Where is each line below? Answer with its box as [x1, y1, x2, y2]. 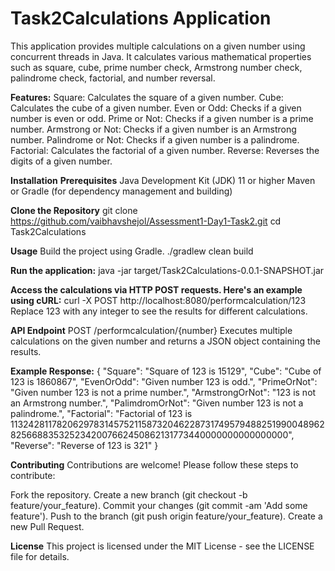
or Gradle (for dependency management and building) [10, 185, 233, 197]
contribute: [10, 469, 56, 481]
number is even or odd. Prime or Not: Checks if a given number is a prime [10, 112, 314, 124]
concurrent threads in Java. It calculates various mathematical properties [10, 50, 312, 62]
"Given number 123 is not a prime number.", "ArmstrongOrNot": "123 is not [10, 386, 317, 398]
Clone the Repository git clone [10, 204, 138, 216]
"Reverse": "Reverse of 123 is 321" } [10, 439, 159, 451]
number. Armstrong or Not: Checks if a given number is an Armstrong [10, 123, 297, 135]
